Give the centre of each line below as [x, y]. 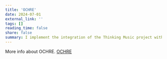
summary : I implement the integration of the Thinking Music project [79, 38]
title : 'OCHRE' [21, 10]
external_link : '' [24, 19]
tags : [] [14, 24]
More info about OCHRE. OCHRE [39, 51]
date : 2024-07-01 [23, 14]
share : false [19, 33]
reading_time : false [27, 28]
